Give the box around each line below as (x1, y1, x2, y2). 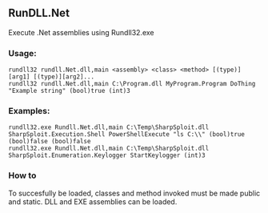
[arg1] (8, 73, 30, 81)
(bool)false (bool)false (8, 138, 91, 146)
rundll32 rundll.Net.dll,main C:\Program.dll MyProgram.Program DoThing (8, 80, 256, 88)
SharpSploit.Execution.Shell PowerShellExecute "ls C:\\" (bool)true (8, 131, 246, 139)
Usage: (8, 47, 38, 58)
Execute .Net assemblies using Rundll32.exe (8, 27, 154, 37)
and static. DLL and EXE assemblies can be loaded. (8, 196, 178, 207)
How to (8, 170, 37, 181)
